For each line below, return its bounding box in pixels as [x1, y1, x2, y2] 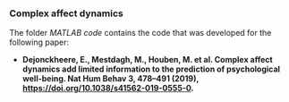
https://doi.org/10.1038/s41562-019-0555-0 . [21, 83, 194, 94]
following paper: [9, 37, 70, 47]
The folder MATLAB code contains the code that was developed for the [9, 28, 272, 38]
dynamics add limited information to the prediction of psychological [21, 64, 280, 74]
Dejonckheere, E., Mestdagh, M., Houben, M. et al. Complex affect [21, 55, 273, 65]
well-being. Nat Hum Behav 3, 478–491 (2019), [21, 73, 200, 84]
